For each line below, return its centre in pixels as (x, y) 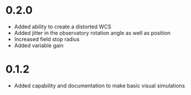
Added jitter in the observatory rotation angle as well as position (92, 32)
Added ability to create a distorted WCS (63, 27)
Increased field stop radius (47, 39)
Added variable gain (39, 45)
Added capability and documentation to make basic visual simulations (99, 86)
